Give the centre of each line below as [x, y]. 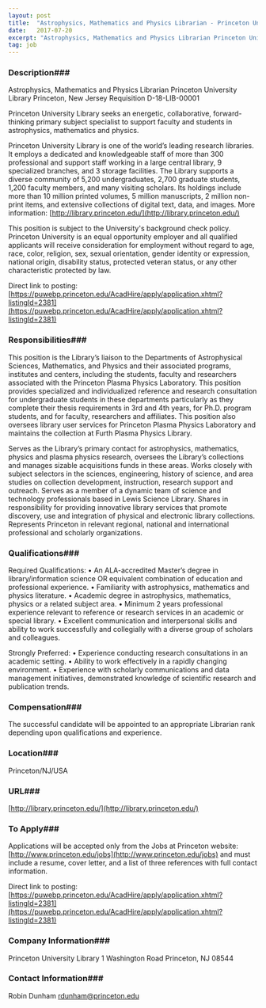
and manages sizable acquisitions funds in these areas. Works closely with [130, 465]
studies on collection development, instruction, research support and [121, 482]
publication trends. [39, 687]
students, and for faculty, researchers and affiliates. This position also [122, 416]
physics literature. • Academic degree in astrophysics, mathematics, [120, 595]
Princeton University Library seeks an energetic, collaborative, [110, 114]
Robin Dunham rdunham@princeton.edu [74, 995]
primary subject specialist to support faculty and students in [134, 122]
